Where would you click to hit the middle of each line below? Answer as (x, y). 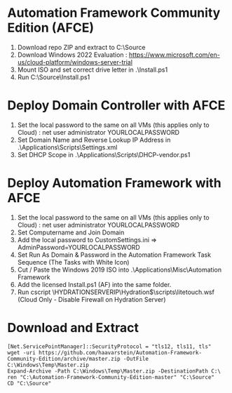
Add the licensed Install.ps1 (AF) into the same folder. (94, 284)
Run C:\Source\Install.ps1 (54, 77)
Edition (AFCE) (51, 28)
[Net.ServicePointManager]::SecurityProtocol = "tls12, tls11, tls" (109, 346)
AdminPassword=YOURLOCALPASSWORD (79, 247)
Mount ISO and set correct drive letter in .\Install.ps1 (93, 69)
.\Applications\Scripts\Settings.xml (67, 147)
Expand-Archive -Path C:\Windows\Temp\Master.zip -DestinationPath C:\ (114, 371)
